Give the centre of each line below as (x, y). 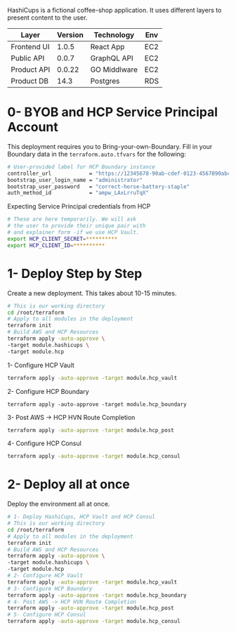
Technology (114, 35)
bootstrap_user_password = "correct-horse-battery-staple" (99, 186)
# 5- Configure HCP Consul (47, 615)
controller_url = (50, 173)
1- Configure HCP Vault (41, 365)
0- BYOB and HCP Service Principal (113, 112)
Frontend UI (30, 47)
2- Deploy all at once (68, 485)
